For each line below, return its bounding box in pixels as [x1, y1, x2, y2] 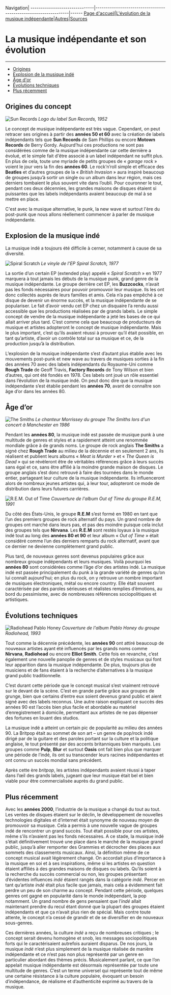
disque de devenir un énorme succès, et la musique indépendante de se [5, 297, 157, 303]
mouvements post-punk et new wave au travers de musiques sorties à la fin [5, 355, 164, 362]
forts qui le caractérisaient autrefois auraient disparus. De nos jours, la [5, 941, 153, 947]
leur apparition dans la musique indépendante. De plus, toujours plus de [5, 662, 156, 668]
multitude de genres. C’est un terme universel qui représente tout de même [5, 968, 163, 974]
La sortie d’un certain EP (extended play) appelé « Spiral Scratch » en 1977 [5, 270, 162, 276]
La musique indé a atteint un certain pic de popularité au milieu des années [5, 725, 163, 731]
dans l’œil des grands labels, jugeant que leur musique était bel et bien [5, 772, 154, 779]
